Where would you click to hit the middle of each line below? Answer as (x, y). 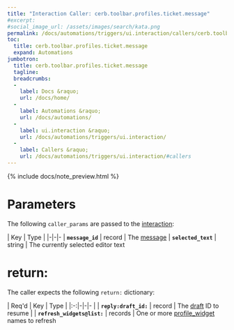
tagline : (26, 72)
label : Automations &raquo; (60, 111)
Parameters (42, 205)
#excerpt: (22, 20)
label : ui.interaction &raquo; (65, 130)
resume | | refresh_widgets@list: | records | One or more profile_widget (111, 313)
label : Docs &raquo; (49, 91)
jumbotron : (23, 59)
